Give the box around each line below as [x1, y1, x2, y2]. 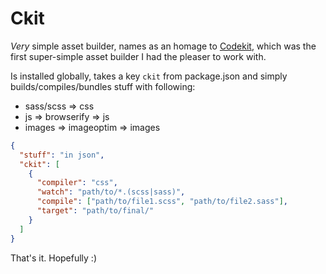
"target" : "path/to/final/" [36, 206, 155, 216]
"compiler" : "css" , [36, 178, 118, 188]
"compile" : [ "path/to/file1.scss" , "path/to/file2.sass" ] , [36, 197, 288, 207]
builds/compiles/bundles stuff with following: [10, 80, 196, 92]
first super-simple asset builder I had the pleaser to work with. [10, 50, 267, 62]
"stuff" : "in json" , [19, 150, 105, 160]
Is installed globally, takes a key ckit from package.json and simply [10, 70, 288, 82]
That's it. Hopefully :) [10, 252, 98, 264]
